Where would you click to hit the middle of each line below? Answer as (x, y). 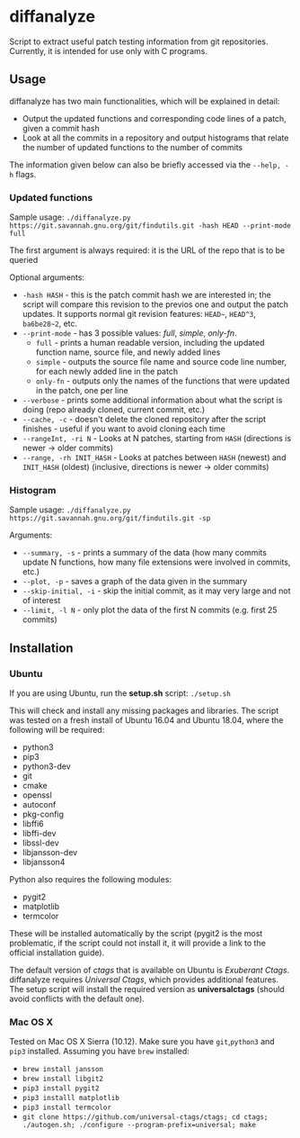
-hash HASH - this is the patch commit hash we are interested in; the (146, 295)
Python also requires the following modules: (91, 880)
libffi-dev (39, 834)
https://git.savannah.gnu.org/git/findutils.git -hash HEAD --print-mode (150, 226)
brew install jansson (62, 1070)
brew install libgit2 (62, 1079)
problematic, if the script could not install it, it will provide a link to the (138, 944)
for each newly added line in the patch (106, 372)
